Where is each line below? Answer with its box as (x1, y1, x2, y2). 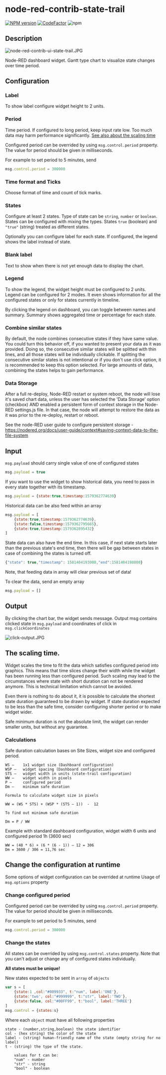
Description (5, 34, 42, 43)
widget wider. (5, 709, 33, 715)
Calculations (5, 736, 36, 743)
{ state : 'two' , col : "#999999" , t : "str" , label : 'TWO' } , (14, 994, 127, 999)
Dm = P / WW (5, 819, 30, 824)
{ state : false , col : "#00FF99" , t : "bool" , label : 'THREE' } (14, 998, 132, 1004)
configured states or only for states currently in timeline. (5, 297, 120, 303)
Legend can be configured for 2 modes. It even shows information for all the (5, 291, 161, 297)
